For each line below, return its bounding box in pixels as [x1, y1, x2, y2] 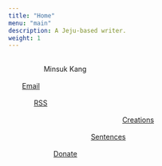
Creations [122, 115, 154, 125]
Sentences [90, 132, 126, 142]
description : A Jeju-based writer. [8, 26, 127, 34]
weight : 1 [8, 34, 41, 42]
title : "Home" [8, 11, 56, 20]
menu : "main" [8, 19, 52, 27]
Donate [53, 149, 77, 159]
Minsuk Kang [43, 65, 87, 74]
